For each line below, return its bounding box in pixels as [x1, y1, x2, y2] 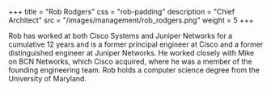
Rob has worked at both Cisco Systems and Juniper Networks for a [8, 31, 233, 40]
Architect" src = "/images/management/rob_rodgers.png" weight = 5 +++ [8, 15, 254, 25]
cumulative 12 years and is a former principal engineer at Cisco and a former [8, 39, 264, 49]
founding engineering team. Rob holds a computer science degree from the [8, 65, 260, 75]
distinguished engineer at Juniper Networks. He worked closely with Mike [8, 48, 255, 57]
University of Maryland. [8, 74, 87, 83]
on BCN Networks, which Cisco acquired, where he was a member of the [8, 56, 252, 66]
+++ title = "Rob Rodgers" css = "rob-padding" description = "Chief [8, 7, 235, 16]
